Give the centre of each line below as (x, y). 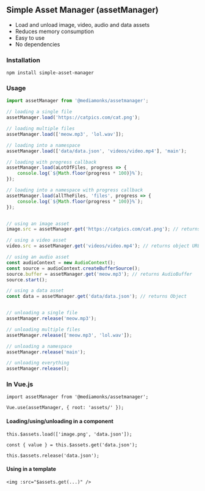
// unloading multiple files (43, 330)
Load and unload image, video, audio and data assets (82, 24)
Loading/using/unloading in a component (60, 421)
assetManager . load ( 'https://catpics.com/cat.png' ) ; (73, 118)
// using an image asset (38, 223)
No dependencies (38, 44)
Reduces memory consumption (55, 31)
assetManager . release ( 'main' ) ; (46, 352)
